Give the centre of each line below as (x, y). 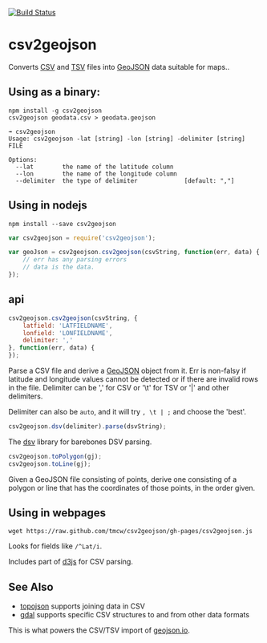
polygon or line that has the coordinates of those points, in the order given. (132, 487)
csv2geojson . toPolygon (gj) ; (55, 456)
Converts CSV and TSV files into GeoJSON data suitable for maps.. (119, 67)
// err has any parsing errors (75, 260)
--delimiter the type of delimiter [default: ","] (125, 180)
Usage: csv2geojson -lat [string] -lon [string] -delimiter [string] (127, 139)
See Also (31, 586)
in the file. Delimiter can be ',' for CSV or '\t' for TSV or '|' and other (119, 388)
